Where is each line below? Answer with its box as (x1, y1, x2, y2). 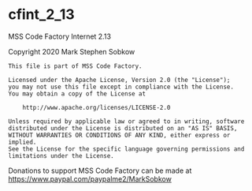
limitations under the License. (8, 152, 114, 159)
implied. (8, 138, 37, 146)
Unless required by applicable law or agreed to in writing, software (8, 117, 245, 125)
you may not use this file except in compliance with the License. (8, 83, 235, 91)
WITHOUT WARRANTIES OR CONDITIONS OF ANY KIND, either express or (8, 131, 231, 139)
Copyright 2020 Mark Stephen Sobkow (8, 47, 135, 56)
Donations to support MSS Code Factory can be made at (8, 166, 192, 175)
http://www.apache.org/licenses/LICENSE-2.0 (22, 103, 171, 111)
